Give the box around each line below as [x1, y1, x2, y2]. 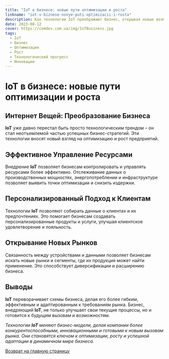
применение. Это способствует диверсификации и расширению [5, 263, 144, 269]
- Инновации [10, 59, 35, 64]
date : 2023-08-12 [5, 21, 42, 27]
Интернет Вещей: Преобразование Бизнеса [5, 112, 150, 120]
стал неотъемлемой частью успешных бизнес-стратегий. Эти [5, 130, 139, 136]
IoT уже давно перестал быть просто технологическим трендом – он [5, 125, 154, 131]
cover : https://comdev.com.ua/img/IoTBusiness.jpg [5, 26, 114, 31]
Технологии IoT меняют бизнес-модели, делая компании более [5, 322, 143, 328]
